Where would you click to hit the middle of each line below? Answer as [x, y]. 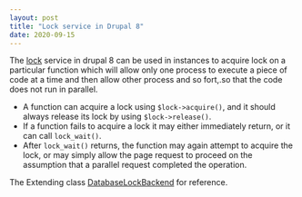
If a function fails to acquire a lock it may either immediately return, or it [156, 126]
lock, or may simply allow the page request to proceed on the [137, 155]
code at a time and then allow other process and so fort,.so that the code [146, 80]
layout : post [34, 18]
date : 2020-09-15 [42, 34]
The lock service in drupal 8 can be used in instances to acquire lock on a [148, 61]
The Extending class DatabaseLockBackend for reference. [119, 182]
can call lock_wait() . [62, 136]
